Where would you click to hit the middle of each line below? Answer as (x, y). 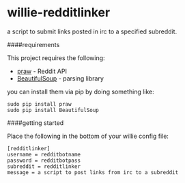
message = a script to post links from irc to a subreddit (93, 172)
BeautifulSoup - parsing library (60, 78)
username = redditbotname (44, 154)
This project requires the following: (56, 58)
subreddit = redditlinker (44, 166)
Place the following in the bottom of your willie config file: (88, 136)
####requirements (33, 44)
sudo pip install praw (39, 104)
